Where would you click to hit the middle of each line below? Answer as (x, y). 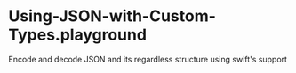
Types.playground (78, 35)
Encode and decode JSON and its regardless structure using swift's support (148, 59)
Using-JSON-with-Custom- (112, 16)
